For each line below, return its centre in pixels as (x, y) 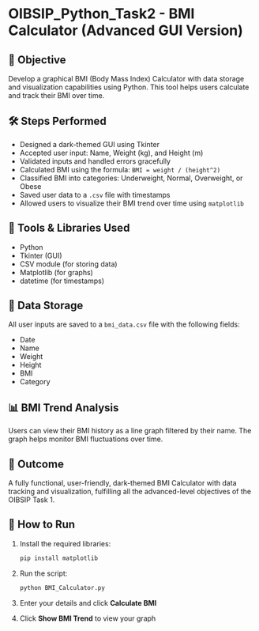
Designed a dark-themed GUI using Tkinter (90, 144)
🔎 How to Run (42, 525)
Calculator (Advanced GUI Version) (126, 30)
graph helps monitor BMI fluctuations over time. (86, 439)
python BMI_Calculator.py (62, 588)
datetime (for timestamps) (62, 281)
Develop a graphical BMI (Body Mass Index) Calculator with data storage (126, 79)
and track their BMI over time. (56, 95)
